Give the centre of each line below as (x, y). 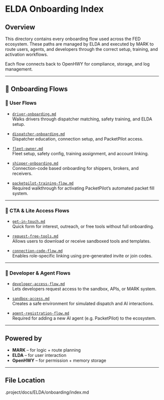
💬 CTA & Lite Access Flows (37, 211)
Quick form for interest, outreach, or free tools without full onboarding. (83, 226)
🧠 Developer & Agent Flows (38, 273)
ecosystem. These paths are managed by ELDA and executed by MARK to (79, 44)
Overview (20, 27)
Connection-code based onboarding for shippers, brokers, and (75, 168)
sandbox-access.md (31, 299)
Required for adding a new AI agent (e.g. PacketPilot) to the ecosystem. (84, 318)
